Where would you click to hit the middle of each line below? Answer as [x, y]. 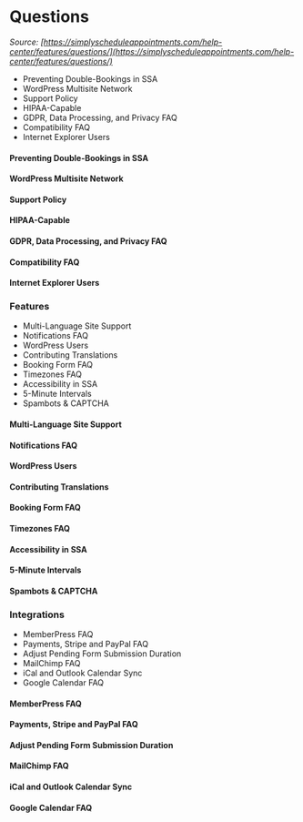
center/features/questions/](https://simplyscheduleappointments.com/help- [152, 51]
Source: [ [26, 42]
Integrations [37, 614]
